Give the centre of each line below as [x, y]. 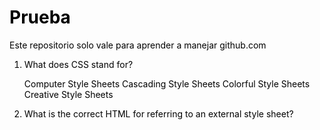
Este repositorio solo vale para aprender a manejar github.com [138, 45]
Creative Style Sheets [68, 94]
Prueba [40, 17]
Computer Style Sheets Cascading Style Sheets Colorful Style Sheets [167, 83]
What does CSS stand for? [78, 64]
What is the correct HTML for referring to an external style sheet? [158, 113]
